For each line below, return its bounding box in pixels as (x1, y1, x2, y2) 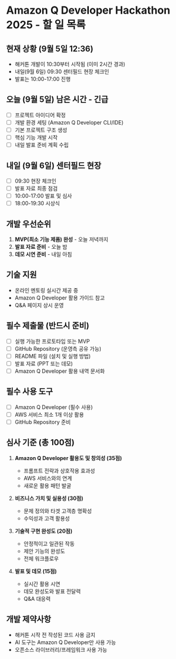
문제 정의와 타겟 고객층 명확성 (23, 507, 92, 514)
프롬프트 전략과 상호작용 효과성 (23, 467, 95, 474)
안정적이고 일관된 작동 (23, 540, 75, 547)
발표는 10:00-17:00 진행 (14, 76, 71, 82)
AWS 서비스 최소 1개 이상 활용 (14, 411, 84, 418)
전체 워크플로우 (23, 555, 59, 562)
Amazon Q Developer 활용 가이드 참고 (14, 294, 105, 301)
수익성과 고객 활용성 (23, 514, 70, 521)
